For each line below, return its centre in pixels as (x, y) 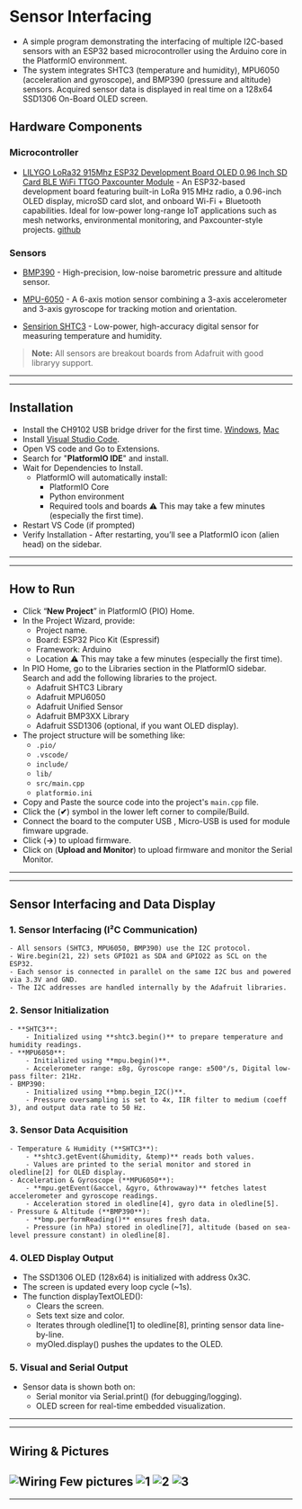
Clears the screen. (70, 1306)
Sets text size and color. (80, 1316)
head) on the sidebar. (62, 544)
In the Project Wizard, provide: (79, 620)
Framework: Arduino (74, 649)
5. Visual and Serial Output (69, 1368)
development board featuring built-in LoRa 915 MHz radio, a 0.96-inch (152, 191)
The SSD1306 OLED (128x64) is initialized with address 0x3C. (137, 1277)
